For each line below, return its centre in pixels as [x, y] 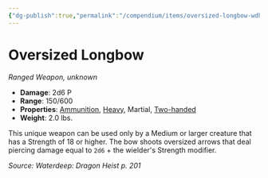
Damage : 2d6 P [45, 92]
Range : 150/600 [46, 101]
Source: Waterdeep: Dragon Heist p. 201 [75, 165]
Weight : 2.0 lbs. [46, 118]
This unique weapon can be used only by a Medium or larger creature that [130, 133]
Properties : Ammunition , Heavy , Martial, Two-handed [108, 109]
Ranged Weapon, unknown [53, 77]
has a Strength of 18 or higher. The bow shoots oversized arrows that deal [130, 141]
